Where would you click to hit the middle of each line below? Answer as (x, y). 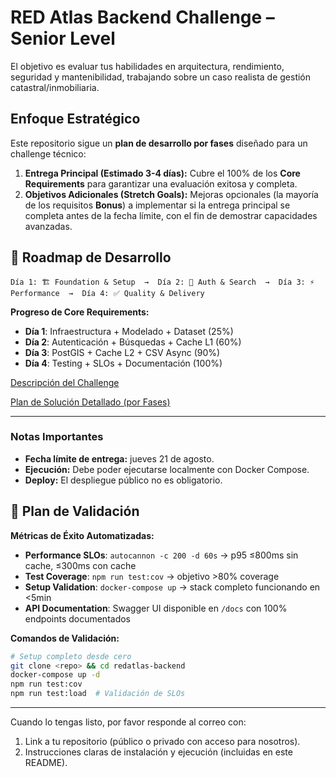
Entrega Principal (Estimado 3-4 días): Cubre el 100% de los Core (162, 173)
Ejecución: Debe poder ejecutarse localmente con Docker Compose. (167, 469)
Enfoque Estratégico (75, 119)
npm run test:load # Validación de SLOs (98, 694)
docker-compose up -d (55, 675)
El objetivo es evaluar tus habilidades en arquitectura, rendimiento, (147, 66)
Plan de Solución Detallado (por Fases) (90, 402)
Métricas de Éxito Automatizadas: (82, 535)
